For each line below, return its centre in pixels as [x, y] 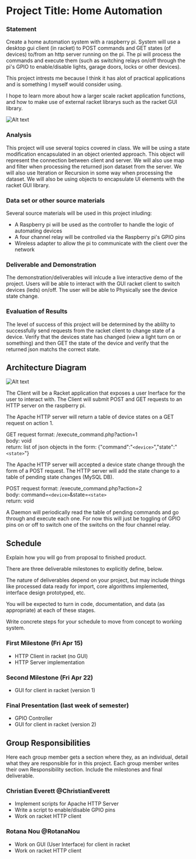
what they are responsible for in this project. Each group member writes [93, 763]
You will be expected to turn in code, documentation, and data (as [85, 604]
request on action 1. [30, 423]
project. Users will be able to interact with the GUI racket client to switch [93, 284]
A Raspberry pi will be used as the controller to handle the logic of [94, 225]
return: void [20, 501]
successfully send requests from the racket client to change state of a [90, 331]
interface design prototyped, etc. [46, 593]
